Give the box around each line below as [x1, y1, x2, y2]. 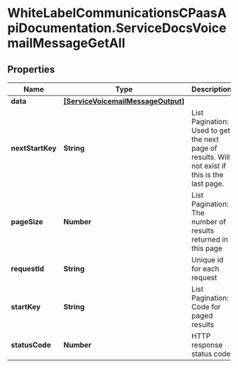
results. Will [191, 152, 230, 162]
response [191, 340, 223, 350]
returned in [191, 235, 229, 244]
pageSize [11, 217, 44, 226]
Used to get [191, 126, 230, 135]
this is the [191, 170, 224, 179]
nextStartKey [11, 143, 57, 153]
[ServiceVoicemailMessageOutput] [63, 96, 185, 106]
